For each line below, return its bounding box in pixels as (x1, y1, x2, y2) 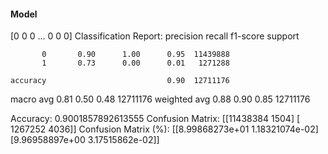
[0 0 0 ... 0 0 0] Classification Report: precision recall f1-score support (10, 30, 300, 42)
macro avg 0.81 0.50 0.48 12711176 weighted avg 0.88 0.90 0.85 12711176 (10, 93, 311, 105)
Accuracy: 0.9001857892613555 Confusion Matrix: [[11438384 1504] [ (10, 113, 301, 125)
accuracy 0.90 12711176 (10, 76, 230, 86)
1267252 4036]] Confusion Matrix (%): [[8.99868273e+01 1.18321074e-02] (10, 123, 319, 135)
